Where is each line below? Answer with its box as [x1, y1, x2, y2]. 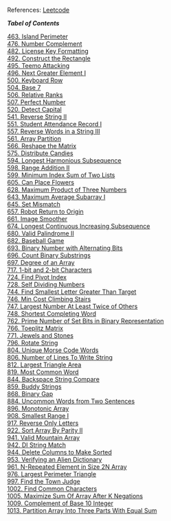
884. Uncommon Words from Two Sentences [7, 397, 135, 405]
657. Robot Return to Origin [7, 207, 84, 216]
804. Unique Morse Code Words [7, 346, 99, 354]
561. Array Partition [7, 135, 62, 143]
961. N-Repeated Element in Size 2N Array [7, 463, 127, 471]
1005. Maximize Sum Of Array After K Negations [7, 492, 143, 500]
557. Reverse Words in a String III [7, 127, 101, 135]
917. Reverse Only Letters [7, 419, 79, 427]
